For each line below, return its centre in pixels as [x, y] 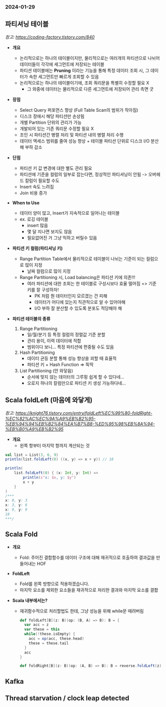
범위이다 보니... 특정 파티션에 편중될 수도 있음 [70, 347]
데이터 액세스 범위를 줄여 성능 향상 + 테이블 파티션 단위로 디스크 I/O [84, 141]
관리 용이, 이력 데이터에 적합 [54, 340]
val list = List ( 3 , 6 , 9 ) [32, 455]
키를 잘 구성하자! [43, 289]
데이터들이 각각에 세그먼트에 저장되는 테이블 [62, 64]
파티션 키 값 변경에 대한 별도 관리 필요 [56, 168]
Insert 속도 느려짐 [37, 187]
